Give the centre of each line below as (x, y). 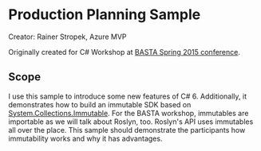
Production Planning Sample (105, 15)
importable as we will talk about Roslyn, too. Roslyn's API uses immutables (131, 122)
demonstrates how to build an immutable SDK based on (100, 104)
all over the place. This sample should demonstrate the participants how (127, 130)
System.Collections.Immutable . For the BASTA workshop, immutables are (129, 113)
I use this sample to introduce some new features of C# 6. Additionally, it (128, 96)
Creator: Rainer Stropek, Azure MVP (67, 37)
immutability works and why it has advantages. (85, 138)
